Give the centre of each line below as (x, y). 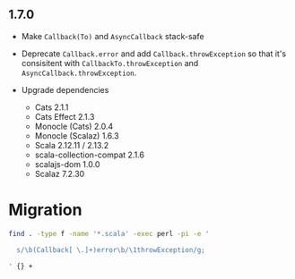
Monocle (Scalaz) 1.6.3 (77, 135)
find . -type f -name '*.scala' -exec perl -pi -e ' (109, 233)
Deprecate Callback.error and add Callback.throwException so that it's (154, 54)
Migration (45, 210)
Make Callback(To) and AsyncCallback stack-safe (113, 36)
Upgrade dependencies (65, 89)
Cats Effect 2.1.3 (65, 116)
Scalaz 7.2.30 (60, 173)
